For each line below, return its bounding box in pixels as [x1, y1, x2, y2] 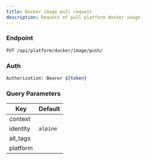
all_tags [9, 134, 31, 143]
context [9, 115, 31, 123]
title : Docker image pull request [6, 8, 93, 15]
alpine [38, 125, 57, 132]
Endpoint [6, 34, 34, 42]
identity [9, 125, 31, 133]
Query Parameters [6, 89, 61, 97]
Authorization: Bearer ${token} [6, 75, 87, 81]
